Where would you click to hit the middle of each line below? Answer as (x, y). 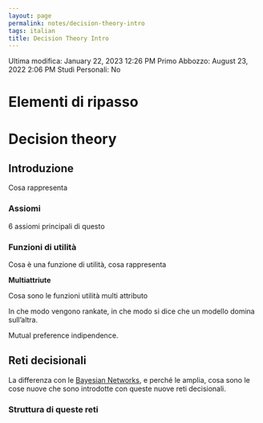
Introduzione (41, 168)
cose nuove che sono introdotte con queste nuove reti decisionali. (117, 388)
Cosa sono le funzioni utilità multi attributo (78, 296)
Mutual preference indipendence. (63, 335)
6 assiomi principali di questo (57, 226)
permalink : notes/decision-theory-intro (77, 23)
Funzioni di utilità (42, 247)
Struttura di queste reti (53, 409)
